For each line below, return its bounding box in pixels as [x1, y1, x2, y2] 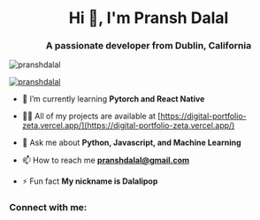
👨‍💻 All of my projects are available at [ [21, 110, 161, 122]
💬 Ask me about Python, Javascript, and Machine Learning [21, 137, 241, 148]
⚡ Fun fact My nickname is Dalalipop [21, 176, 158, 186]
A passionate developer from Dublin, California [45, 40, 252, 52]
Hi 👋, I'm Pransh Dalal [68, 8, 229, 28]
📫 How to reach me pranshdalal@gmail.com [21, 155, 190, 166]
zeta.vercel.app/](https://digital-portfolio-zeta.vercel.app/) [21, 120, 235, 131]
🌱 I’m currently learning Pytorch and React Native [21, 94, 205, 104]
